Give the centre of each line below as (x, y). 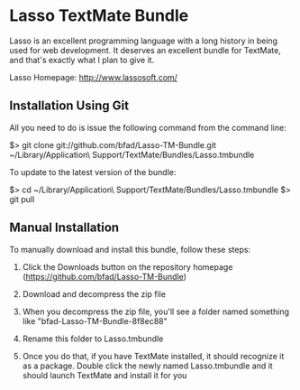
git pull (22, 199)
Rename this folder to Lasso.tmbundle (93, 339)
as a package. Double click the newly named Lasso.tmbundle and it (147, 366)
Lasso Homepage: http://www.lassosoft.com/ (94, 77)
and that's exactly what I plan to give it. (82, 60)
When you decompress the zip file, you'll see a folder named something (156, 311)
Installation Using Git (69, 106)
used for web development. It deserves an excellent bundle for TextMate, (145, 50)
